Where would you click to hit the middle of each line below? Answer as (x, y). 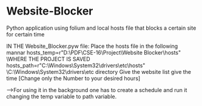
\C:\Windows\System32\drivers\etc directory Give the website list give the (99, 71)
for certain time (25, 34)
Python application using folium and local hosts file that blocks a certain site (101, 28)
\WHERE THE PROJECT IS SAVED (48, 59)
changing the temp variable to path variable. (62, 96)
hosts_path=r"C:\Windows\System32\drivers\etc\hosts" (76, 65)
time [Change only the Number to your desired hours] (73, 78)
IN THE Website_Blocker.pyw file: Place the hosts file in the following (92, 46)
